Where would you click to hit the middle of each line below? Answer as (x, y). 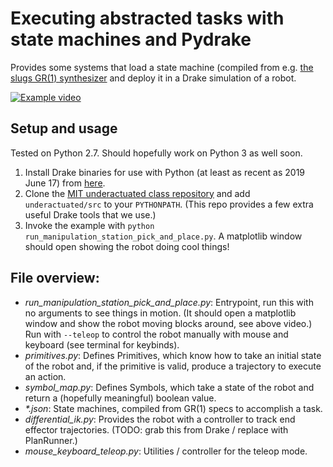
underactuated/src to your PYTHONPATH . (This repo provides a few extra (169, 204)
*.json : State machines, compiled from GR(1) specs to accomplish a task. (173, 408)
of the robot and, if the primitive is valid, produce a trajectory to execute (173, 366)
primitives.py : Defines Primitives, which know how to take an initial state (173, 355)
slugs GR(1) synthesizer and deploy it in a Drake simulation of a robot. (153, 78)
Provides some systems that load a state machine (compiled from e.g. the (162, 67)
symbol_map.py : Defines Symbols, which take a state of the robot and (169, 387)
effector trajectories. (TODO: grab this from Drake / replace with (156, 429)
